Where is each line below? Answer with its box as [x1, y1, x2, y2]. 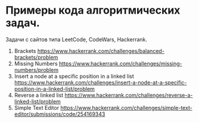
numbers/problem [14, 66, 59, 73]
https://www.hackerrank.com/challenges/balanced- [37, 47, 165, 54]
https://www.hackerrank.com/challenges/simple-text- [60, 104, 193, 111]
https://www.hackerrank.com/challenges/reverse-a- [64, 92, 193, 99]
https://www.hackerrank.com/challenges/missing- [58, 60, 182, 67]
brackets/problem [14, 53, 58, 61]
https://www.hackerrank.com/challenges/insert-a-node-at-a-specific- [14, 78, 187, 86]
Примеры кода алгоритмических [5, 4, 181, 17]
